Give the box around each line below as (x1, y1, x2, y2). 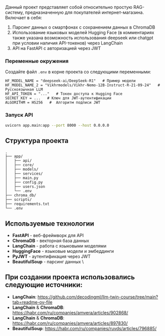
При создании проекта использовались (5, 273, 135, 282)
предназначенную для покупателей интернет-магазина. (25, 9, 144, 15)
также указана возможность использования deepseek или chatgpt (12, 35, 154, 41)
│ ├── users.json (5, 184, 45, 190)
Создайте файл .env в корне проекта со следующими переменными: (5, 69, 152, 75)
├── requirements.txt (5, 201, 50, 207)
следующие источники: (5, 281, 83, 289)
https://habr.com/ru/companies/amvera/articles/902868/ (12, 309, 128, 316)
